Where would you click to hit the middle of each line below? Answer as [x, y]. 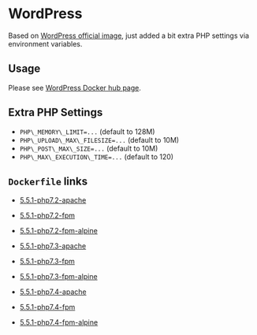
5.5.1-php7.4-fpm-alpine [59, 322]
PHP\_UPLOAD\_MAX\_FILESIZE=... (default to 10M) [99, 140]
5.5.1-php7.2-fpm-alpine [59, 231]
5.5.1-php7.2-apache [53, 200]
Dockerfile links [48, 181]
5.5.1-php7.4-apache [53, 292]
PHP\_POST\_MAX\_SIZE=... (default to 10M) [89, 148]
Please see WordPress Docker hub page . [75, 87]
